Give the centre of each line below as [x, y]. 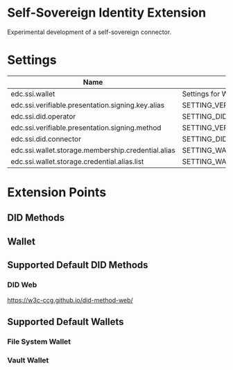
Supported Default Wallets [66, 322]
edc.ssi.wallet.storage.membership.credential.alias [93, 150]
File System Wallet [39, 342]
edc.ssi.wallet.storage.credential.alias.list [77, 161]
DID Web [22, 285]
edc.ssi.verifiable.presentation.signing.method [86, 128]
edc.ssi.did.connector [46, 139]
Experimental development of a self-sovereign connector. [89, 32]
